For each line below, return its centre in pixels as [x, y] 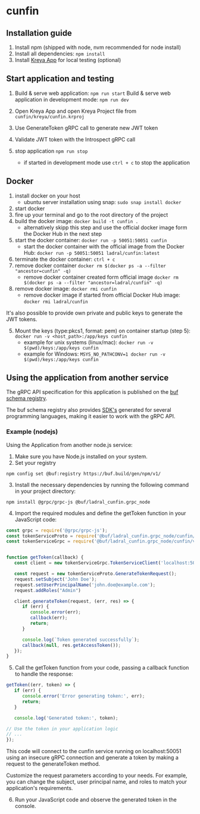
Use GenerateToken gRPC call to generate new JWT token [86, 128]
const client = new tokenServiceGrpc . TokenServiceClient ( [87, 563]
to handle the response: [44, 674]
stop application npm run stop [51, 151]
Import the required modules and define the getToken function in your [100, 513]
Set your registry [35, 462]
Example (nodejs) [32, 432]
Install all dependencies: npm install [60, 54]
